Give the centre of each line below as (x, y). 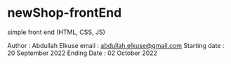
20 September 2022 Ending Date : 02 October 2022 (82, 53)
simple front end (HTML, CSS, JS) (56, 32)
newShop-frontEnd (65, 13)
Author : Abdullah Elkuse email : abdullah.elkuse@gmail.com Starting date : (116, 45)
